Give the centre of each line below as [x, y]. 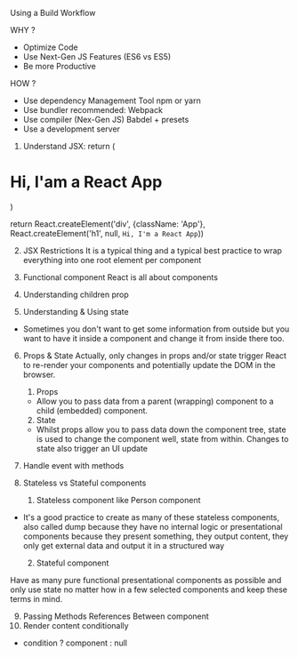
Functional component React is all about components [121, 277]
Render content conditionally [76, 625]
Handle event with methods [73, 465]
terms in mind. [36, 598]
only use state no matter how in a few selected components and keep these [149, 589]
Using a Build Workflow [53, 13]
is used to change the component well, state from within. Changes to [162, 438]
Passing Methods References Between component [116, 616]
